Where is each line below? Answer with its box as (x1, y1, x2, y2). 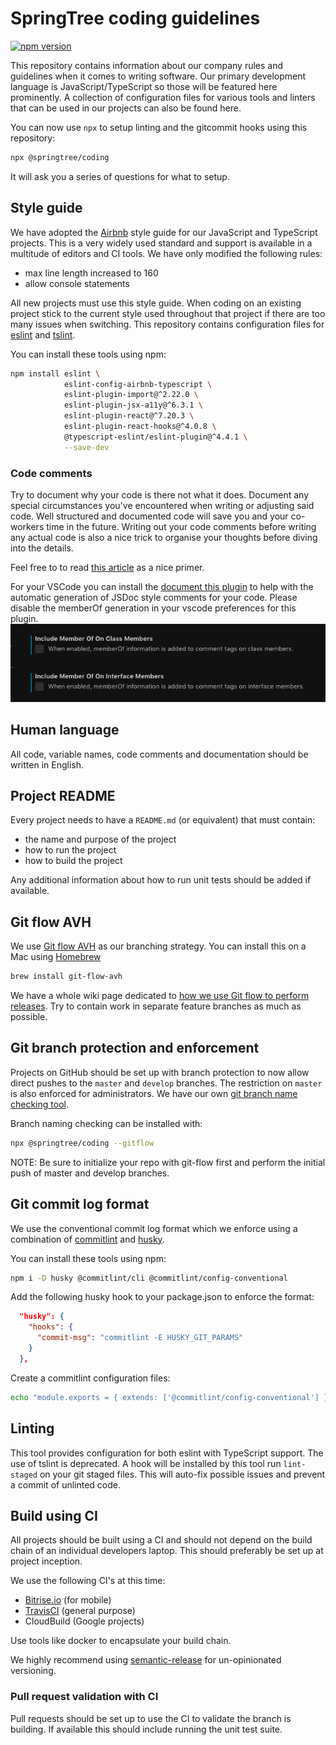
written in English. (10, 758, 85, 771)
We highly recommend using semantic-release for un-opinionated (10, 1654, 282, 1666)
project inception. (10, 1555, 83, 1567)
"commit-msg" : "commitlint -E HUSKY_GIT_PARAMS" (36, 1333, 244, 1343)
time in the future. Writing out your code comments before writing (46, 520, 317, 532)
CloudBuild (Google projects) (24, 1615, 145, 1627)
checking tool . (10, 1098, 69, 1110)
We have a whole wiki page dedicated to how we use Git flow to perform (10, 990, 310, 1002)
